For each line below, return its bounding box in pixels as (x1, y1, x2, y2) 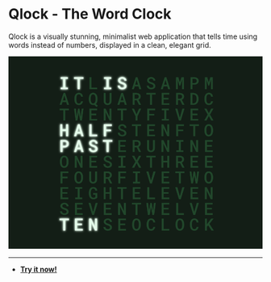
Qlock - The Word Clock (8, 5, 172, 23)
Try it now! (19, 264, 57, 274)
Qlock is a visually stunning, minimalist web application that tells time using (8, 32, 258, 41)
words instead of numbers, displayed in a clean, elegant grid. (8, 40, 211, 49)
